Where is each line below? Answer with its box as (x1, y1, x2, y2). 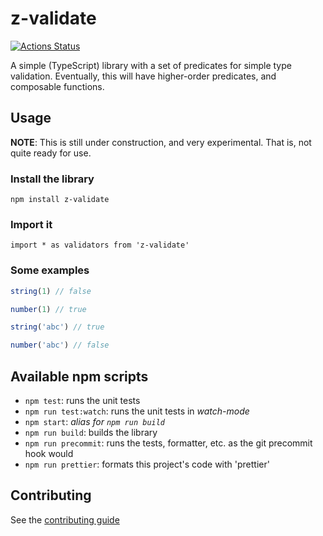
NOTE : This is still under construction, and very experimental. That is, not (10, 136, 312, 148)
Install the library (10, 172, 95, 186)
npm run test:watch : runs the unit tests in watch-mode (24, 405, 250, 417)
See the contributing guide (10, 513, 120, 526)
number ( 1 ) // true (10, 304, 87, 314)
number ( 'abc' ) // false (10, 340, 110, 351)
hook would (24, 447, 74, 459)
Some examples (10, 263, 90, 277)
